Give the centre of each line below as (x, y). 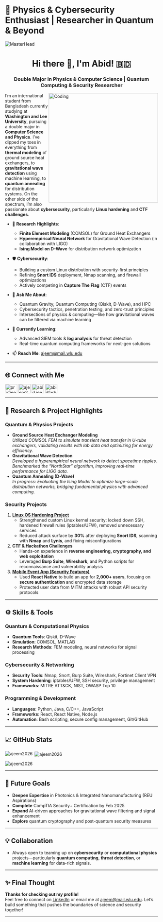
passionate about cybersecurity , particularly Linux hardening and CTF (76, 209)
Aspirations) (24, 800)
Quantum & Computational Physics (47, 626)
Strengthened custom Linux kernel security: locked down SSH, (82, 520)
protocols (29, 592)
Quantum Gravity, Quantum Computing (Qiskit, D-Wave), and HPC (85, 304)
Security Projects (26, 504)
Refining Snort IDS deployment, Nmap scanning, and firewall (80, 275)
